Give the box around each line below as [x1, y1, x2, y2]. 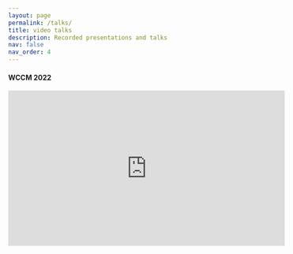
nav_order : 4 [8, 48, 51, 56]
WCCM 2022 [8, 73, 52, 82]
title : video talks [8, 26, 73, 34]
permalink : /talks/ [8, 19, 73, 27]
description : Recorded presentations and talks [8, 33, 168, 42]
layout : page [8, 11, 51, 20]
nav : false [8, 41, 44, 49]
